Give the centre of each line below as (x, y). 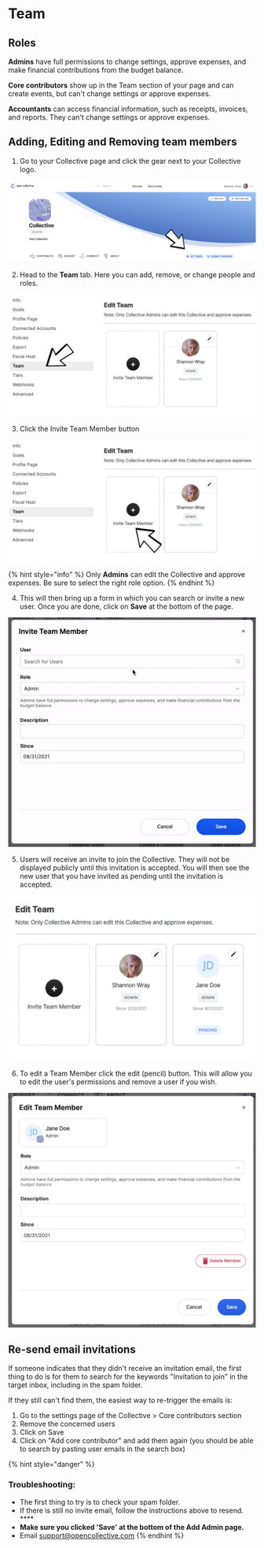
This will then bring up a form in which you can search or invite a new (132, 598)
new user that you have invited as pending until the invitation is (121, 876)
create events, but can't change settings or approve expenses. (110, 94)
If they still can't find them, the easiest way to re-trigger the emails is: (121, 1400)
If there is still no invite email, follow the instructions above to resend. (131, 1510)
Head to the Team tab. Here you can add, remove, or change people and (137, 274)
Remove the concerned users (67, 1424)
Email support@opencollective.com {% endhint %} (102, 1535)
